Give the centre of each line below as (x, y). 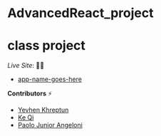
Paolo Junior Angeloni (50, 125)
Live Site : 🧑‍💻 (26, 66)
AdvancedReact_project (81, 13)
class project (46, 46)
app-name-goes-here (50, 79)
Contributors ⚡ (30, 93)
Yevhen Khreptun (43, 110)
